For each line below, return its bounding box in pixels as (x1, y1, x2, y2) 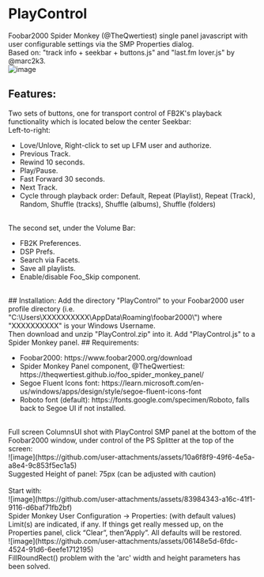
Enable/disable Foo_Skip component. (19, 272, 141, 281)
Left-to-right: (8, 125, 51, 134)
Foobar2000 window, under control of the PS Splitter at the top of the (8, 436, 235, 445)
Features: (8, 88, 57, 101)
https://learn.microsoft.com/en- (101, 378, 205, 387)
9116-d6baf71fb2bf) (8, 503, 73, 512)
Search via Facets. (19, 255, 81, 265)
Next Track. (19, 183, 58, 192)
